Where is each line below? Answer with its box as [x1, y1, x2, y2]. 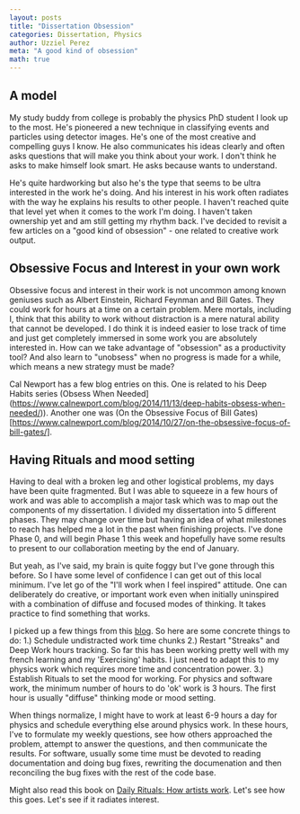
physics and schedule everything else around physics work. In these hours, [9, 720, 289, 730]
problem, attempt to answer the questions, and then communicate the [9, 738, 268, 749]
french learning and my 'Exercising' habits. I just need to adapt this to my [9, 654, 279, 666]
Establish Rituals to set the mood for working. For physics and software [9, 674, 273, 684]
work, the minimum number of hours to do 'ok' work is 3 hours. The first [9, 683, 277, 693]
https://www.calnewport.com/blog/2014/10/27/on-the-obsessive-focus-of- [12, 416, 291, 427]
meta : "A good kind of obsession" [9, 47, 139, 56]
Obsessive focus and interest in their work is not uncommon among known [9, 284, 287, 295]
